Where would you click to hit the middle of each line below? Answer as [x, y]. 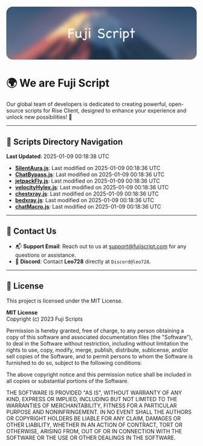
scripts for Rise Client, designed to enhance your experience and [106, 111]
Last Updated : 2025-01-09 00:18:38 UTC [58, 156]
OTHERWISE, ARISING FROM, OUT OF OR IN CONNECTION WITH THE [94, 431]
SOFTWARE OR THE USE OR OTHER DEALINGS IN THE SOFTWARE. [91, 438]
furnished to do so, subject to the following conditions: [74, 362]
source [15, 111]
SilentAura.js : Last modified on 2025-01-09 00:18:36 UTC [88, 168]
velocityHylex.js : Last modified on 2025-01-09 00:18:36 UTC [92, 188]
